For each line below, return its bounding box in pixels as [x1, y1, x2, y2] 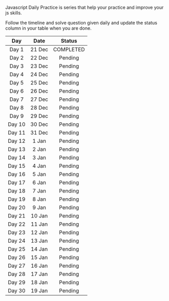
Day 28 [8, 271, 26, 277]
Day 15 [8, 162, 26, 169]
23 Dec [30, 62, 49, 70]
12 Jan [30, 229, 48, 236]
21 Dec [30, 46, 49, 53]
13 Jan [30, 238, 48, 244]
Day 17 [8, 179, 26, 186]
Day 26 [8, 254, 26, 261]
